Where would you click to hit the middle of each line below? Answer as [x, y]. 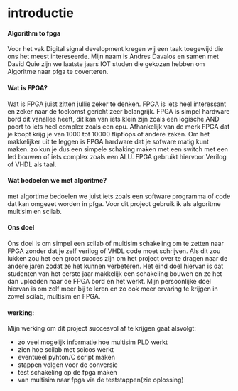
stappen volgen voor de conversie [68, 365]
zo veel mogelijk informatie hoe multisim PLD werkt [93, 342]
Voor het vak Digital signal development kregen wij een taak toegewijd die [115, 49]
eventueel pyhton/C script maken [66, 358]
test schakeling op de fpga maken [67, 373]
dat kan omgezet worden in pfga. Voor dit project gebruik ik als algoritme [114, 203]
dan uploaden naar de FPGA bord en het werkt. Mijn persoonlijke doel [109, 281]
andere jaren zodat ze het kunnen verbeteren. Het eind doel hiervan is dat [115, 266]
